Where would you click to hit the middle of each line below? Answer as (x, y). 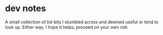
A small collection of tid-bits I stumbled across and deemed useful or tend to (82, 22)
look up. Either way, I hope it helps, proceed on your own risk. (67, 27)
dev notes (26, 9)
